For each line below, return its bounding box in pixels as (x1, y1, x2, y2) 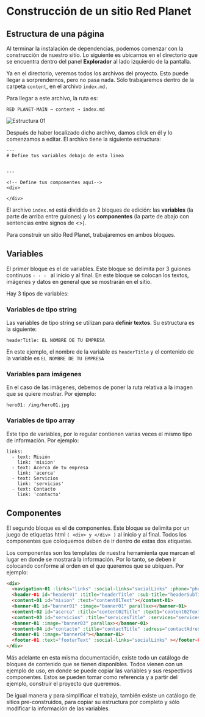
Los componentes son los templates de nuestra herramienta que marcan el (6, 549, 195, 556)
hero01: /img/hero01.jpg (6, 402, 70, 408)
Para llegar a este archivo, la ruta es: (6, 95, 98, 102)
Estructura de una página (6, 29, 105, 39)
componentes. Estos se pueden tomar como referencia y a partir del (6, 674, 178, 681)
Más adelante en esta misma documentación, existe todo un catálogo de (6, 654, 189, 661)
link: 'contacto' (17, 491, 62, 497)
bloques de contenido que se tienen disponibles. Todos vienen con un (6, 661, 183, 668)
